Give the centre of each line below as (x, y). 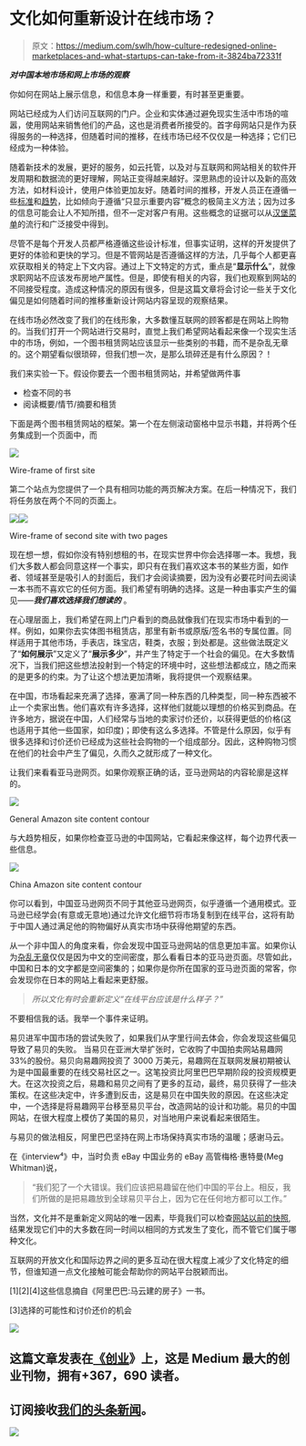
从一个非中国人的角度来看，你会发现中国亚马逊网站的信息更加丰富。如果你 (149, 945)
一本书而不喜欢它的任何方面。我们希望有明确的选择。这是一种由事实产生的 (149, 588)
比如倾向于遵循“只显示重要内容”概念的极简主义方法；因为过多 (180, 201)
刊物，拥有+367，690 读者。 (104, 1376)
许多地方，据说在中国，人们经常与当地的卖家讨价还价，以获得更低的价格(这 (151, 718)
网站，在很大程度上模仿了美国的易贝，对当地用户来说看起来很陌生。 (137, 1117)
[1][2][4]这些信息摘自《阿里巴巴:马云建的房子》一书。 (110, 1290)
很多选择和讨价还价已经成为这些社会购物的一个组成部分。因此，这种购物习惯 (153, 741)
